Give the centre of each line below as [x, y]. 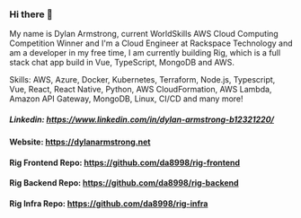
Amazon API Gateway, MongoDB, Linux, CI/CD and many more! [127, 99]
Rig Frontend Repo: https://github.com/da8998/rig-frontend [125, 162]
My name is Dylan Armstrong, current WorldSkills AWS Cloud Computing [144, 34]
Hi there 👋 [31, 14]
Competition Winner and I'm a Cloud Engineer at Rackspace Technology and [151, 43]
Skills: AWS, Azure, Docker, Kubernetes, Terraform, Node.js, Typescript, [142, 80]
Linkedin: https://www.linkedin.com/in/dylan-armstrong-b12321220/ [142, 119]
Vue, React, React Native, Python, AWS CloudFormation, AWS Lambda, [141, 90]
